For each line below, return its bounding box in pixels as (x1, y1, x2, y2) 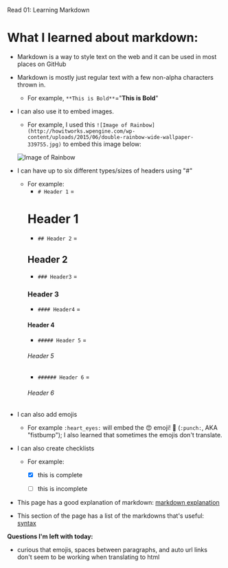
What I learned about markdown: (7, 30, 198, 45)
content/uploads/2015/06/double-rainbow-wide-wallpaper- (27, 133, 194, 140)
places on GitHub (16, 60, 67, 68)
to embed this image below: (62, 140, 142, 148)
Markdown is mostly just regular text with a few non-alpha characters (16, 73, 214, 81)
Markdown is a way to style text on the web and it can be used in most (16, 52, 217, 61)
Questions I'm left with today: (7, 532, 93, 540)
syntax (16, 518, 36, 527)
